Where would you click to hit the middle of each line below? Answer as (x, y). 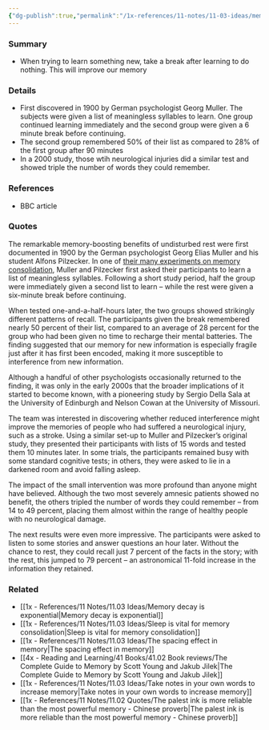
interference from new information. (66, 361)
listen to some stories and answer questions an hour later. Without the (124, 542)
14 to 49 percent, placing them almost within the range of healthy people (128, 510)
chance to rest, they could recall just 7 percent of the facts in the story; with (133, 551)
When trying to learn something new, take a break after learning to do (134, 61)
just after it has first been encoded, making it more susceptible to (116, 353)
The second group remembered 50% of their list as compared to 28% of (140, 142)
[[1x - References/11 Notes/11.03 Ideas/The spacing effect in (118, 641)
